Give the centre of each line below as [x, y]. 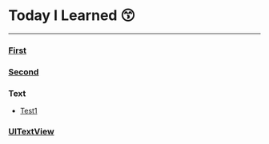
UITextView [31, 132]
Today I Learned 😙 [72, 16]
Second [24, 72]
